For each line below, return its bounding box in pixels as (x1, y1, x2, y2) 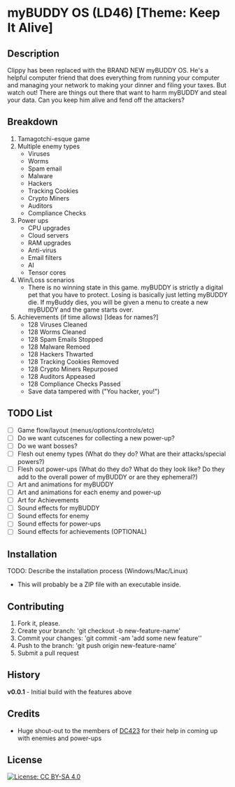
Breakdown (7, 116, 58, 128)
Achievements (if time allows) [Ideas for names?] (17, 312, 159, 321)
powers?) (17, 457, 45, 465)
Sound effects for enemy (17, 512, 90, 520)
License (7, 754, 43, 766)
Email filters (27, 253, 62, 261)
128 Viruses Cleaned (27, 320, 87, 328)
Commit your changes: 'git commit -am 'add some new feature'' (17, 634, 202, 642)
